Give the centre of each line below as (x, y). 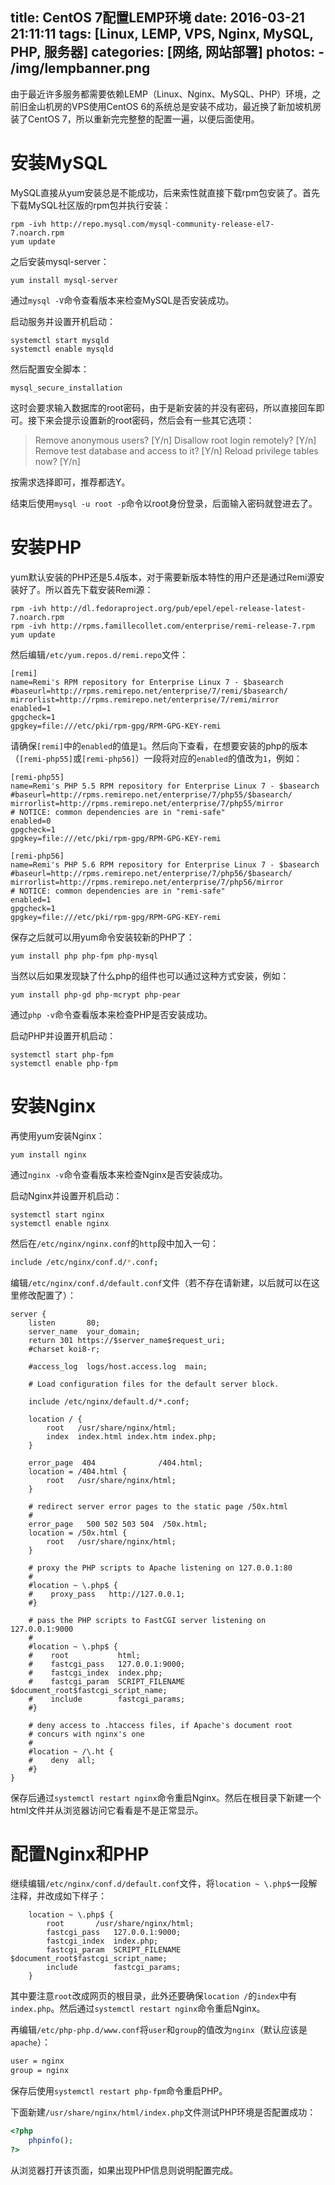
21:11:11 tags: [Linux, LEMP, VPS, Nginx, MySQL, (162, 34)
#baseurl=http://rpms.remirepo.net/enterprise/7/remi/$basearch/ (149, 691)
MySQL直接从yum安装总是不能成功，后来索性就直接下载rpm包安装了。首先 (165, 192)
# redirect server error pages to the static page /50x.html (158, 1506)
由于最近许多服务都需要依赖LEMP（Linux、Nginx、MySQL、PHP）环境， (161, 94)
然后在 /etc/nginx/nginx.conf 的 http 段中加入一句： (114, 1243)
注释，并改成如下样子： (58, 1896)
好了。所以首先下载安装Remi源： (86, 589)
